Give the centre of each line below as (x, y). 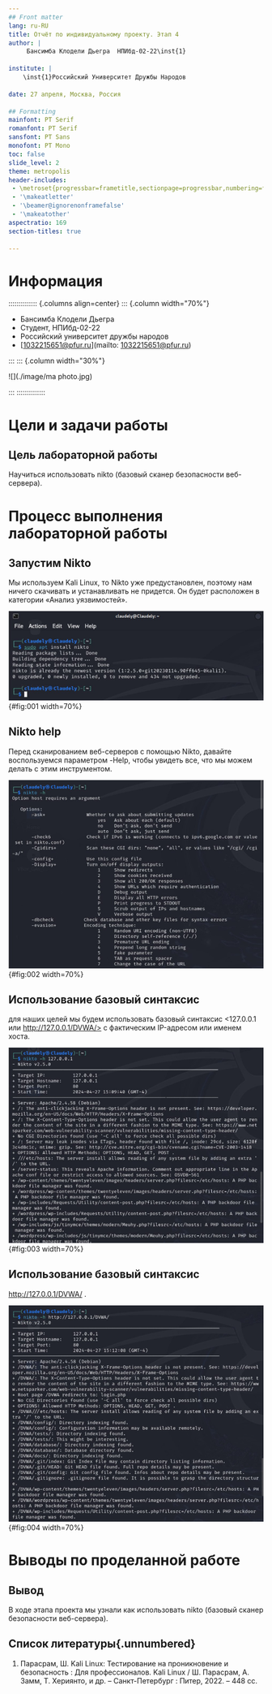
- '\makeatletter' (43, 197)
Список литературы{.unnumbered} (102, 1644)
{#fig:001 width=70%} (45, 706)
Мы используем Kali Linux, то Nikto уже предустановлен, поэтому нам (130, 583)
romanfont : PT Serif (43, 129)
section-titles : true (45, 231)
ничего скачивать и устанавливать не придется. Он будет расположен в (134, 591)
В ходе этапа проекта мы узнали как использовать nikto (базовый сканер (136, 1610)
